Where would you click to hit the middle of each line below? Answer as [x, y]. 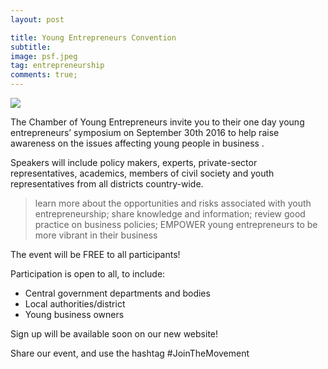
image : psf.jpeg [44, 56]
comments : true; [44, 75]
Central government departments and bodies [117, 293]
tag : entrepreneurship [57, 66]
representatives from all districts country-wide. [107, 184]
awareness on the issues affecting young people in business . [137, 143]
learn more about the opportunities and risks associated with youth [173, 203]
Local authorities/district [75, 304]
